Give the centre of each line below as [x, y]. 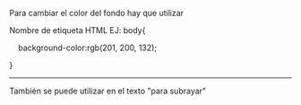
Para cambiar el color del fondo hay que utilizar [97, 13]
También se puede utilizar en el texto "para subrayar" [108, 91]
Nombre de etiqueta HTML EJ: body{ [77, 30]
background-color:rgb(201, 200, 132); [87, 48]
